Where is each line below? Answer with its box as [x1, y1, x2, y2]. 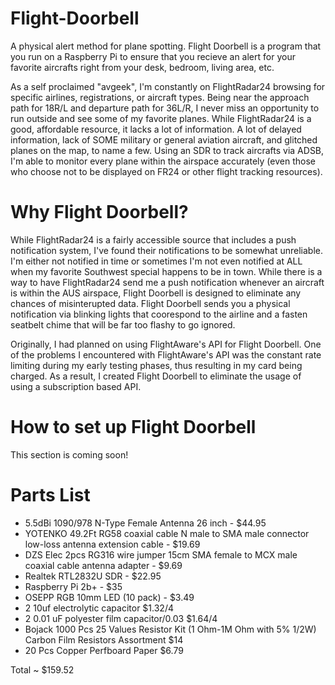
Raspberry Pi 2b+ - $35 [24, 580, 123, 592]
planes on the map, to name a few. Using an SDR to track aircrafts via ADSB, [10, 144, 325, 156]
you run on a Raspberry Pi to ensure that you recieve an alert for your [10, 50, 296, 62]
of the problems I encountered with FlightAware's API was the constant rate [10, 348, 322, 361]
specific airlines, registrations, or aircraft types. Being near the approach [10, 91, 310, 103]
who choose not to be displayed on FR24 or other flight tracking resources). [10, 165, 323, 177]
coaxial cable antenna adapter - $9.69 [24, 559, 183, 571]
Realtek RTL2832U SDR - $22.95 [24, 570, 162, 582]
